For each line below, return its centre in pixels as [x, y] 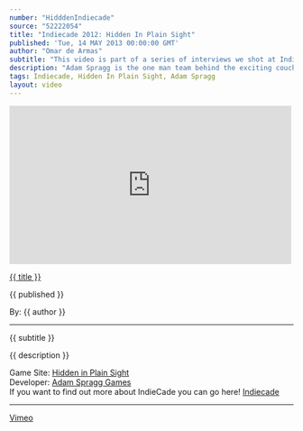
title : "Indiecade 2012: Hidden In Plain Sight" [102, 34]
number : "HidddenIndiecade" [62, 18]
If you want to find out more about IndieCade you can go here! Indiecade [144, 391]
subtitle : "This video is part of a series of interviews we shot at [143, 60]
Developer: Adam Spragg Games [70, 382]
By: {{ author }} [37, 311]
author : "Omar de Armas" [56, 51]
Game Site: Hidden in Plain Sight [69, 372]
